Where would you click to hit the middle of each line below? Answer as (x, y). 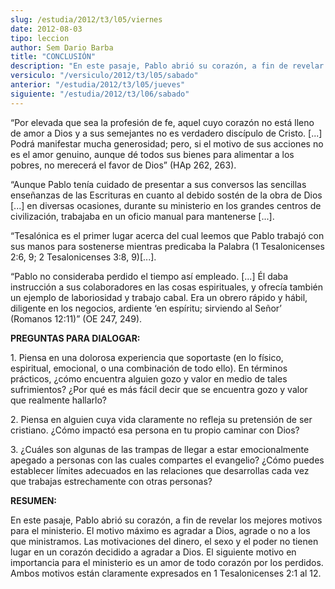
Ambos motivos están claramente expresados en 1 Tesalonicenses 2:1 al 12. (166, 573)
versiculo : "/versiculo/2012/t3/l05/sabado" (104, 76)
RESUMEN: (34, 500)
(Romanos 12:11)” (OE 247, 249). (76, 318)
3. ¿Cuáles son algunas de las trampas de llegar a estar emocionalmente (160, 449)
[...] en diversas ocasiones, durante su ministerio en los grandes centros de (166, 205)
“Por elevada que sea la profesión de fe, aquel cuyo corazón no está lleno (162, 122)
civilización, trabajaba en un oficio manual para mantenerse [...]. (142, 216)
